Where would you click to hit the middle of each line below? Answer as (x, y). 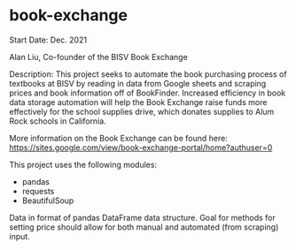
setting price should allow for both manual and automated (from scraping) (144, 227)
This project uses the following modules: (83, 164)
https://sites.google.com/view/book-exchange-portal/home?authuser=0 (141, 148)
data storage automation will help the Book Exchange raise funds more (138, 102)
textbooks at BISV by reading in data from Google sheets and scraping (138, 83)
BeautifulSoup (48, 201)
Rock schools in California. (58, 121)
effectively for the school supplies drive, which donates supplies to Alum (142, 111)
